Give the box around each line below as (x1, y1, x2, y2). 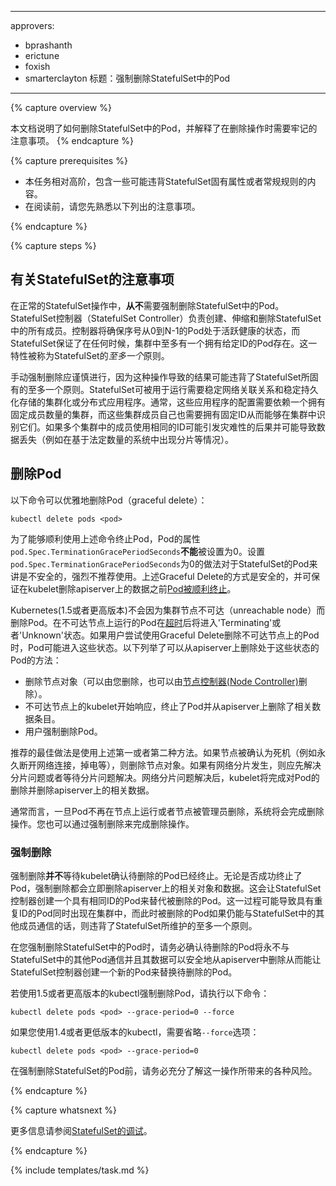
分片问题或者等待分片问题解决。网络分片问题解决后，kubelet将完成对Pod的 (10, 771, 320, 783)
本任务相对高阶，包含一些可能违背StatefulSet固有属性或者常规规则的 (24, 176, 308, 187)
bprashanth (24, 39, 73, 51)
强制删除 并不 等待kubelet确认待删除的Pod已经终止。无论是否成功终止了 (10, 869, 303, 881)
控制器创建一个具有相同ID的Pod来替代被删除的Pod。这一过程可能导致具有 (10, 894, 315, 906)
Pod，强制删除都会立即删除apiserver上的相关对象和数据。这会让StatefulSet (10, 882, 322, 894)
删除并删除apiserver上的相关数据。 (10, 784, 155, 796)
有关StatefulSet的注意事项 (10, 271, 175, 288)
